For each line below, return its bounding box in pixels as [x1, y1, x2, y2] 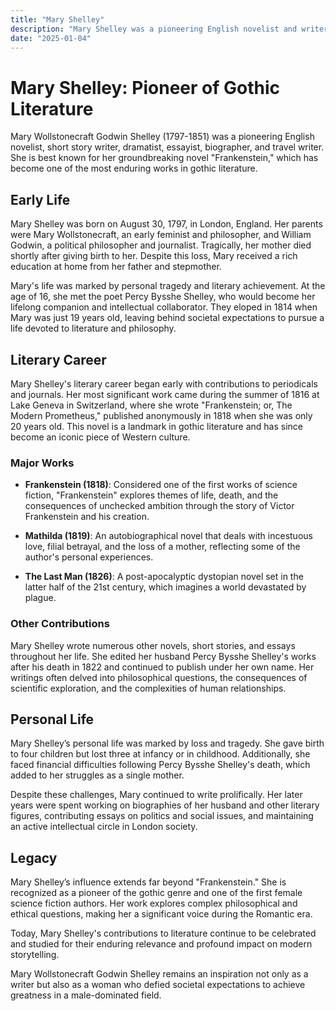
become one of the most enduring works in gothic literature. [10, 162, 258, 175]
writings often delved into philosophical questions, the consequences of [10, 671, 308, 683]
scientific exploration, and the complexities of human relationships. [10, 682, 287, 694]
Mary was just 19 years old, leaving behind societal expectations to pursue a [10, 312, 325, 324]
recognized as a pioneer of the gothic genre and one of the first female [10, 887, 303, 899]
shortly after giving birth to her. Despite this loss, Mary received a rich [10, 250, 298, 262]
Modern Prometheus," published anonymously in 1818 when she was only [10, 409, 313, 421]
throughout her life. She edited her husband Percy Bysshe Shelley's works [10, 650, 317, 662]
